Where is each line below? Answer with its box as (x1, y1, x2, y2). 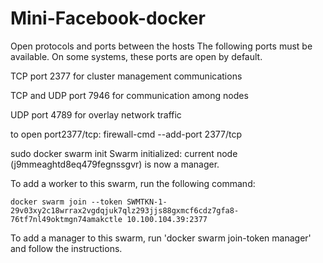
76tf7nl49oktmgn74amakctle (10, 214, 123, 224)
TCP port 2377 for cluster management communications (10, 70, 243, 82)
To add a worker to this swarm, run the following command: (10, 177, 256, 189)
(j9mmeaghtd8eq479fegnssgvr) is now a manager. (10, 158, 220, 170)
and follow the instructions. (10, 242, 123, 254)
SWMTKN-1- (126, 197, 168, 207)
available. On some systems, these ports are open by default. (10, 50, 263, 62)
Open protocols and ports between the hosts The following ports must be (10, 40, 313, 52)
